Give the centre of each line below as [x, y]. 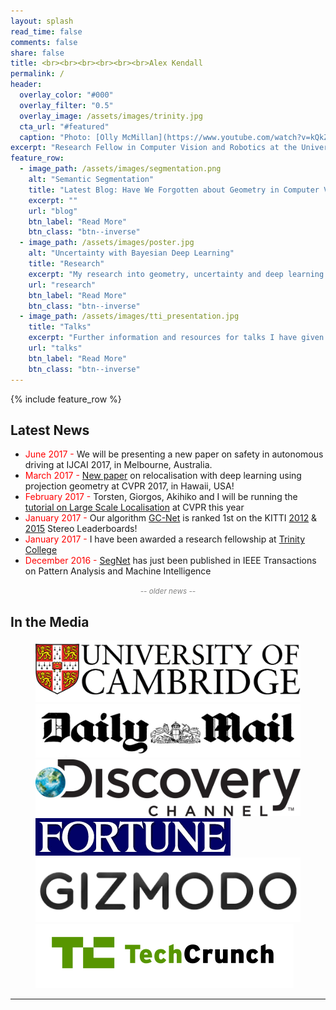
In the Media [50, 621]
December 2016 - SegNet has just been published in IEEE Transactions [170, 561]
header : [26, 85]
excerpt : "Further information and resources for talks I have [163, 338]
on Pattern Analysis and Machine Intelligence [118, 571]
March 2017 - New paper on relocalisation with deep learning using [163, 476]
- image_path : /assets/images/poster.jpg [107, 243]
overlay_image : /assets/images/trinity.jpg [111, 116]
